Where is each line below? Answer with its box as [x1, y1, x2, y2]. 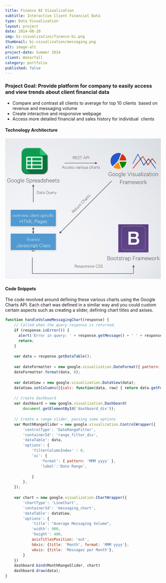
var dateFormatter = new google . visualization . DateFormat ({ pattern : [14, 364, 161, 369]
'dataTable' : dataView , [23, 511, 72, 516]
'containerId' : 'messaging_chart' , [23, 506, 96, 511]
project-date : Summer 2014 [5, 50, 61, 55]
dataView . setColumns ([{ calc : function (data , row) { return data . [14, 385, 152, 390]
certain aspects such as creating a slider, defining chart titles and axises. [5, 307, 154, 313]
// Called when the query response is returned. [14, 323, 116, 328]
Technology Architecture [5, 127, 58, 133]
